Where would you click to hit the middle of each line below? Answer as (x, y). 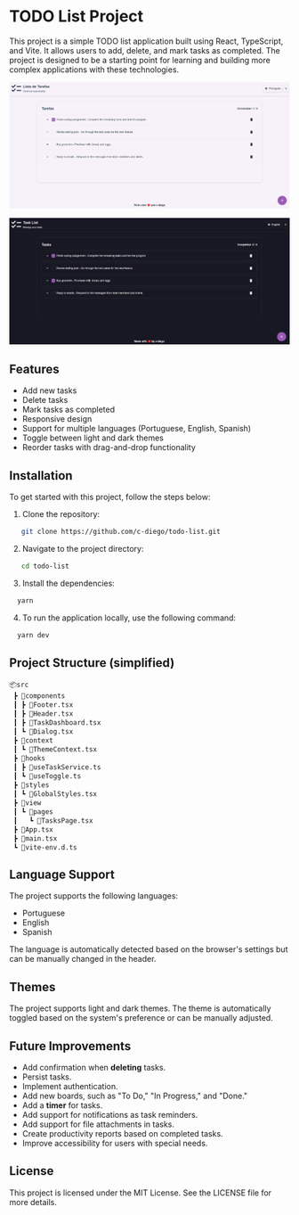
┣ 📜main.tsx (35, 838)
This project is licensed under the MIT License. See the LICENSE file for (141, 1193)
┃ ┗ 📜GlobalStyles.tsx (55, 794)
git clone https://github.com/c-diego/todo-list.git (121, 532)
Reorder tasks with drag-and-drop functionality (109, 447)
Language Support (62, 874)
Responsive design (57, 419)
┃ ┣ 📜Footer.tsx (43, 705)
